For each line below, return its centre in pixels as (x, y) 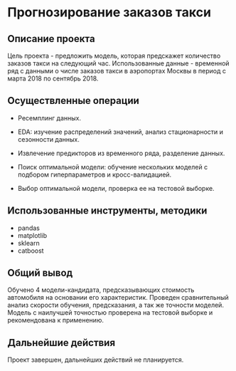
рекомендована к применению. (56, 320)
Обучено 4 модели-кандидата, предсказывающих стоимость (101, 290)
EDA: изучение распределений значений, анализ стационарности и (120, 132)
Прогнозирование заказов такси (109, 12)
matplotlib (32, 235)
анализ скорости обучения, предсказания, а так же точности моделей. (116, 305)
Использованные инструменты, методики (107, 211)
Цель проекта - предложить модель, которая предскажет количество (114, 56)
